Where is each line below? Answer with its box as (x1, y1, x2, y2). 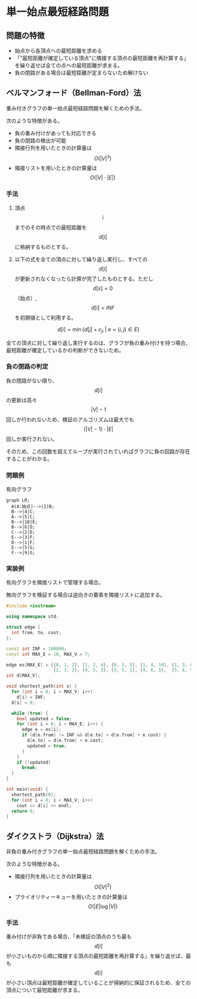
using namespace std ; (6, 614, 59, 619)
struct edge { (6, 624, 41, 631)
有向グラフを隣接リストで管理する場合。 (6, 579, 104, 586)
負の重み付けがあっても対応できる (14, 130, 97, 137)
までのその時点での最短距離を (14, 223, 87, 231)
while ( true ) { (11, 710, 49, 716)
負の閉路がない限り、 (6, 377, 57, 384)
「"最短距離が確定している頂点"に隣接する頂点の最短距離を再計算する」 (14, 55, 189, 62)
